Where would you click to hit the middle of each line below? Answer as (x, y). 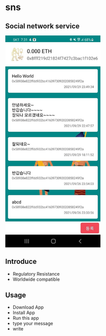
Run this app (26, 318)
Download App (28, 307)
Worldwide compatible (36, 279)
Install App (24, 313)
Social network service (43, 26)
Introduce (21, 262)
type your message (33, 323)
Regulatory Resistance (36, 274)
